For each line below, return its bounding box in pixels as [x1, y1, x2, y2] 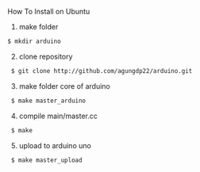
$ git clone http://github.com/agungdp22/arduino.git [10, 67, 193, 75]
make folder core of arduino [18, 81, 110, 90]
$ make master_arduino [10, 97, 87, 105]
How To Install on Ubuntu [7, 7, 90, 16]
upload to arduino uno [18, 140, 92, 150]
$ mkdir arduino [7, 37, 61, 45]
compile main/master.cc [18, 111, 98, 120]
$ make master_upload [10, 156, 83, 164]
